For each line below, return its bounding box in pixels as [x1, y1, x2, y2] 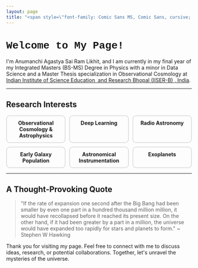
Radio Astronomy [140, 119, 184, 127]
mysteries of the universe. [6, 255, 70, 263]
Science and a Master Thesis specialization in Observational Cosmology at [6, 70, 187, 77]
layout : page [6, 8, 38, 15]
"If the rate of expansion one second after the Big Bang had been [20, 200, 179, 207]
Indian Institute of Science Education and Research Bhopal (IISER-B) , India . [6, 77, 191, 84]
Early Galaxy [19, 151, 52, 158]
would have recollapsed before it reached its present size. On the [20, 213, 179, 220]
